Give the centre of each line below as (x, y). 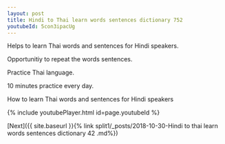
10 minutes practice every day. (51, 86)
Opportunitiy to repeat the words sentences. (70, 59)
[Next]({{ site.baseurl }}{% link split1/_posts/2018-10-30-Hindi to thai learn (113, 126)
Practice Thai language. (41, 72)
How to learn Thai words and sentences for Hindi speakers (90, 99)
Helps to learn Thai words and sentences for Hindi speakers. (93, 46)
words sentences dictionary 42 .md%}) (63, 133)
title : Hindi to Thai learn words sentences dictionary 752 (95, 20)
